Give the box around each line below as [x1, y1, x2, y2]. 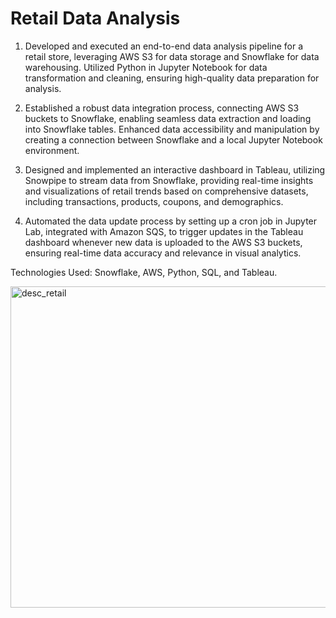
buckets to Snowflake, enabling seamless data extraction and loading [24, 112, 312, 124]
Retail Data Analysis [10, 7, 181, 30]
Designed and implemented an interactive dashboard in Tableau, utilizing [24, 163, 326, 176]
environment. [24, 144, 80, 156]
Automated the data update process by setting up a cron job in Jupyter [24, 215, 318, 227]
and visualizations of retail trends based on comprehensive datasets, [24, 185, 309, 197]
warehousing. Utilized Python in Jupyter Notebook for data [24, 61, 268, 73]
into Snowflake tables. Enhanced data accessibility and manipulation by [24, 123, 320, 135]
